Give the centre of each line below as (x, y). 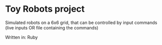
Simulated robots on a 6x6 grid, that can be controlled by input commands (81, 22)
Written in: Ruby (22, 37)
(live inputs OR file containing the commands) (52, 27)
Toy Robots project (45, 9)
